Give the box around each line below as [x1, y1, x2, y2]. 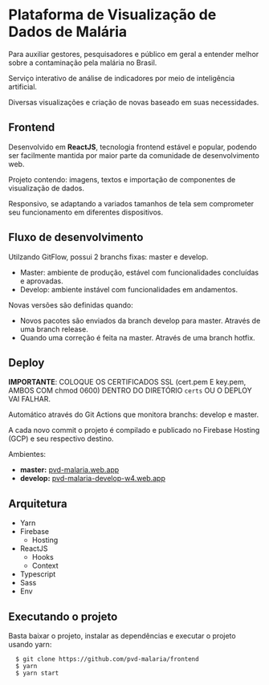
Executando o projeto [8, 610, 118, 623]
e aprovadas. [19, 275, 64, 286]
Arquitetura [8, 496, 67, 511]
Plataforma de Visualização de [8, 6, 217, 24]
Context [31, 561, 59, 571]
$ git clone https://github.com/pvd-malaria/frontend [15, 655, 199, 663]
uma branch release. [19, 324, 88, 334]
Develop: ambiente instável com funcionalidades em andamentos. [19, 284, 238, 294]
